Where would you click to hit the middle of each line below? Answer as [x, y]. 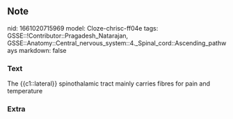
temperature [25, 91]
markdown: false [43, 50]
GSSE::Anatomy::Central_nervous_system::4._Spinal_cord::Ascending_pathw [117, 43]
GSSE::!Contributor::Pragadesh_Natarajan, [68, 35]
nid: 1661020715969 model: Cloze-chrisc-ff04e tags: [83, 28]
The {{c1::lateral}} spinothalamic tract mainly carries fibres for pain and [109, 84]
